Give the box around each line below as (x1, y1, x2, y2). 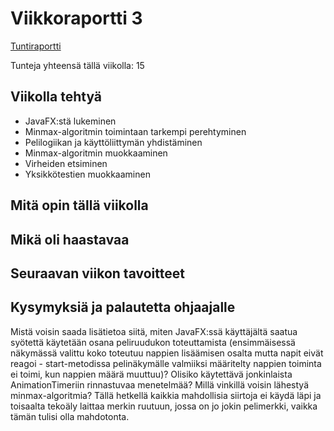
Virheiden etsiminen (24, 157, 108, 169)
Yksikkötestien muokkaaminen (24, 168, 151, 180)
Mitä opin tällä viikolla (10, 197, 149, 214)
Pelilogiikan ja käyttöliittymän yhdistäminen (24, 136, 203, 148)
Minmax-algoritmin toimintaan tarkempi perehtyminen (24, 125, 247, 137)
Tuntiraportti (10, 40, 62, 52)
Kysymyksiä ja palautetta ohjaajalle (10, 299, 236, 316)
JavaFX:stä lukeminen (24, 115, 117, 127)
